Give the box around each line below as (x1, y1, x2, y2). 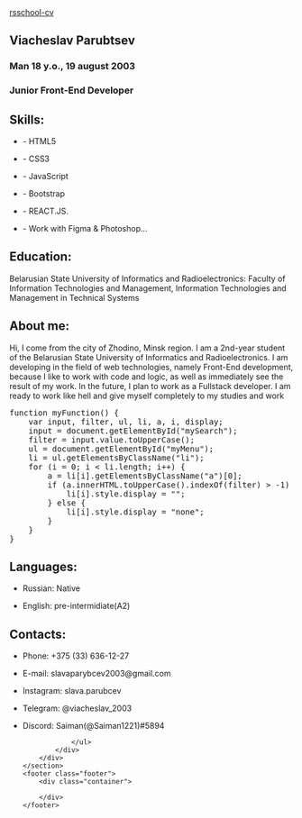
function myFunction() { (9, 407, 119, 418)
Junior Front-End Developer (9, 84, 134, 96)
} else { (47, 497, 86, 508)
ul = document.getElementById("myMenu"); (28, 443, 215, 454)
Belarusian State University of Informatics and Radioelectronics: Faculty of (9, 273, 286, 284)
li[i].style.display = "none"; (66, 506, 205, 517)
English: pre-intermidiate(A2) (22, 601, 131, 612)
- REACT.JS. (22, 205, 69, 217)
